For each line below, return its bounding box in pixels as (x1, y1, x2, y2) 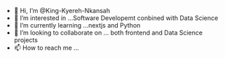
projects (13, 36, 39, 44)
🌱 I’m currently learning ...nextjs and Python (13, 21, 141, 29)
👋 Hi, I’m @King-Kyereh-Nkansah (13, 7, 111, 14)
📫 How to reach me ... (13, 43, 79, 52)
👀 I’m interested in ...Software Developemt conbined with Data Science (13, 14, 219, 22)
